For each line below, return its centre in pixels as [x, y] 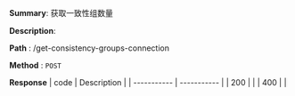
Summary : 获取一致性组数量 [61, 13]
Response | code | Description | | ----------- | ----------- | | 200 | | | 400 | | [148, 82]
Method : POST [36, 65]
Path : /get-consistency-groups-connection [89, 48]
